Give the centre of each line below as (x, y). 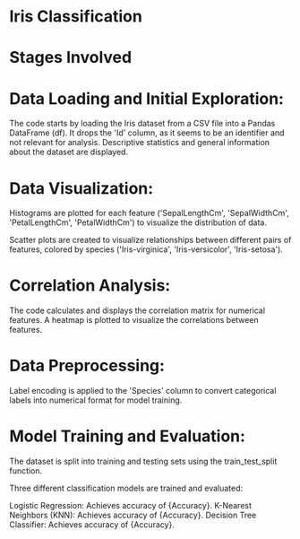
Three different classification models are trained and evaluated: (126, 488)
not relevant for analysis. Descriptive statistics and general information (140, 143)
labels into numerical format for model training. (96, 400)
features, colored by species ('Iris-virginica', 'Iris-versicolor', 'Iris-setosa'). (146, 249)
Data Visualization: (81, 188)
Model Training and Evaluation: (128, 436)
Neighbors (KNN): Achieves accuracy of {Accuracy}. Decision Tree (133, 515)
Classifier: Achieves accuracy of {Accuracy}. (92, 525)
